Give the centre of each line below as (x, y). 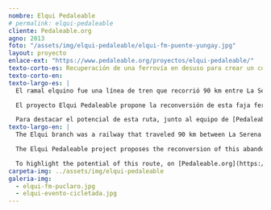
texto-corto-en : (35, 76)
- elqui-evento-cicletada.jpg (66, 194)
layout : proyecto (38, 53)
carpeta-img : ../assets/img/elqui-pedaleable (86, 171)
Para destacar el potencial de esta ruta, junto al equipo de (122, 120)
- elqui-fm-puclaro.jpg (55, 186)
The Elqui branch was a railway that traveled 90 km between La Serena (139, 135)
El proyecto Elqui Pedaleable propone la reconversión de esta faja (133, 105)
